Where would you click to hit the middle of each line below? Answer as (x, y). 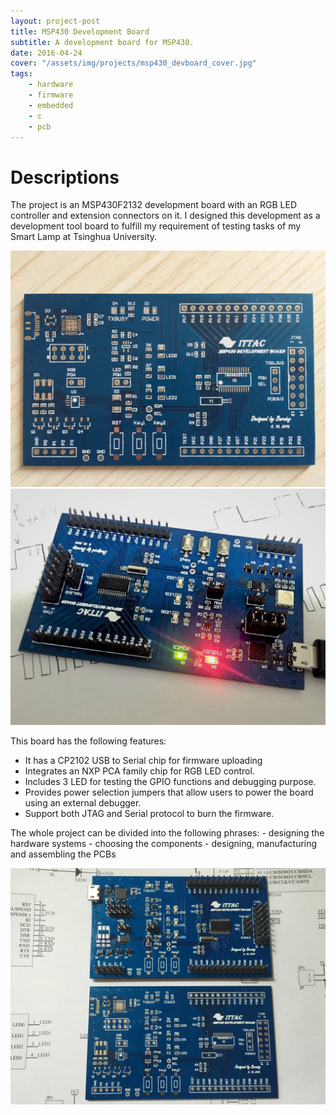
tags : (21, 74)
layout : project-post (55, 21)
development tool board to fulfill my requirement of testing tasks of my (156, 226)
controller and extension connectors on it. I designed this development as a (165, 216)
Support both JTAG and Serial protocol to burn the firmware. (149, 814)
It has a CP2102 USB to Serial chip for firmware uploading (143, 761)
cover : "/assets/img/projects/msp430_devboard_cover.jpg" (133, 63)
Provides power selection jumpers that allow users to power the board (169, 792)
